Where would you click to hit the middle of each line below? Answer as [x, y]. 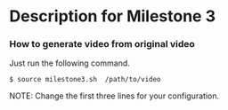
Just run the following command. [70, 63]
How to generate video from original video [102, 44]
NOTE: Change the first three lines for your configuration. [114, 96]
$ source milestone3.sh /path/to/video [85, 80]
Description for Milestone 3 [113, 16]
